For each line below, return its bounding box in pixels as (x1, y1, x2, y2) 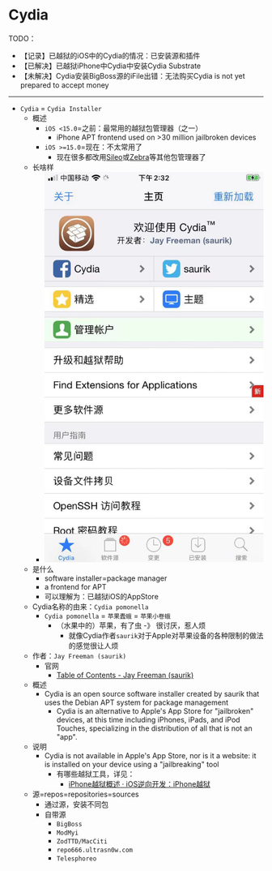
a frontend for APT (44, 582, 107, 592)
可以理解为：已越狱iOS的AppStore (44, 592, 159, 602)
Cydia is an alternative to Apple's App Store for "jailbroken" (56, 706, 254, 716)
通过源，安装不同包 (44, 800, 109, 809)
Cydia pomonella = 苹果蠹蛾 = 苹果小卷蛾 (44, 611, 172, 621)
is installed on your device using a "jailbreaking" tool (44, 760, 220, 770)
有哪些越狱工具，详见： (56, 769, 135, 779)
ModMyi (56, 829, 79, 837)
